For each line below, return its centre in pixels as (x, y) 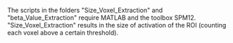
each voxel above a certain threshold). (63, 32)
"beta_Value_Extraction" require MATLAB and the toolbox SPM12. (102, 18)
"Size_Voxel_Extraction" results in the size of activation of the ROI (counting (117, 25)
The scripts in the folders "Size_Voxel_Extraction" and (85, 10)
